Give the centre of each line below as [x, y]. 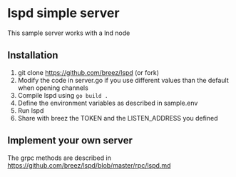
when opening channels [53, 88]
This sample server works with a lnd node [69, 33]
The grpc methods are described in [60, 158]
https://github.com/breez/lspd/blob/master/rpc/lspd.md [89, 165]
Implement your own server [70, 141]
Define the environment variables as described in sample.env [108, 103]
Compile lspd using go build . [63, 95]
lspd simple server [63, 13]
